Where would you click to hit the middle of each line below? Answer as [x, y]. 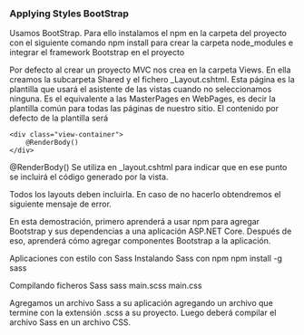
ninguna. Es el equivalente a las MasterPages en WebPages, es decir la [142, 99]
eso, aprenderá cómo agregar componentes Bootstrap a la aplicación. [140, 241]
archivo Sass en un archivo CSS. [70, 322]
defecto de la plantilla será [59, 118]
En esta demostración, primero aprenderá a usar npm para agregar [135, 222]
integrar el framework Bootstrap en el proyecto [97, 53]
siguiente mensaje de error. [60, 204]
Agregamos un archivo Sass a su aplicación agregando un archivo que [142, 303]
